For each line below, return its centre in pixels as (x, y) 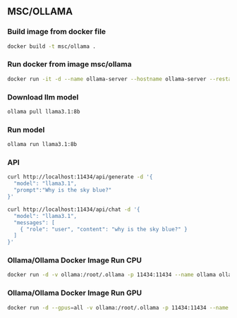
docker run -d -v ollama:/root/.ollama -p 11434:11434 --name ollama (112, 275)
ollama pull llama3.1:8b (44, 112)
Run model (26, 130)
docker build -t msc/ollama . (52, 46)
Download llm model (43, 97)
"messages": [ (34, 222)
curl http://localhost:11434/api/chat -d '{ (74, 209)
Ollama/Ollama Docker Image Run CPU (75, 260)
